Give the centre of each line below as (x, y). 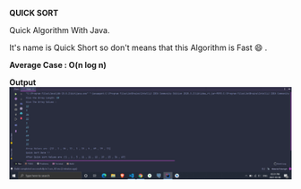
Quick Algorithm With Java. (60, 30)
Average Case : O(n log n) (58, 65)
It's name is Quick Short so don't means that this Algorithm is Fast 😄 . (138, 47)
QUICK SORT (34, 13)
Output (23, 82)
